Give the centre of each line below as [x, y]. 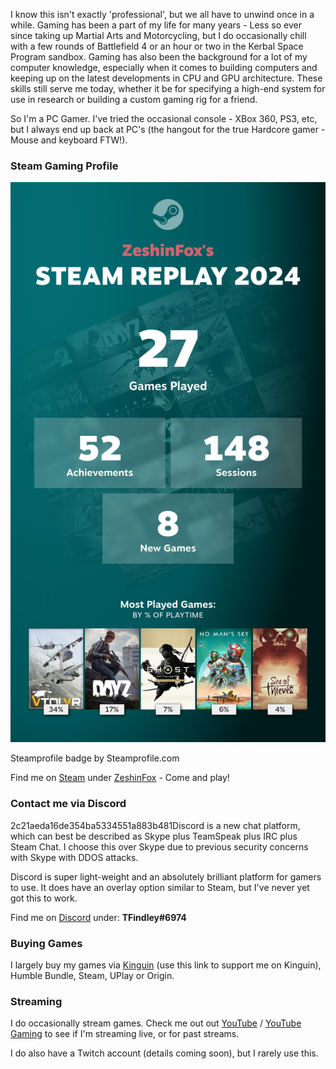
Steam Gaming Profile [64, 166]
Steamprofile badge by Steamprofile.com [95, 758]
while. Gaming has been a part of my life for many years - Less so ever [156, 25]
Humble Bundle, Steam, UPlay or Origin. [92, 975]
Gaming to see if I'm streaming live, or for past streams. [125, 1034]
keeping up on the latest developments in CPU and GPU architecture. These [166, 78]
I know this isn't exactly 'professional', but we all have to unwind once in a [162, 14]
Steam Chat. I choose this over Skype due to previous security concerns [159, 846]
